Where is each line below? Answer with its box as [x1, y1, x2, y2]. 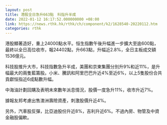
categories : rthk [5, 26, 41, 31]
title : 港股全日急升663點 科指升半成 [5, 12, 76, 17]
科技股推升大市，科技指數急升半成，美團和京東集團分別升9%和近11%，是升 [5, 64, 160, 70]
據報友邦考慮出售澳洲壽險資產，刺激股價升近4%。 [5, 97, 109, 103]
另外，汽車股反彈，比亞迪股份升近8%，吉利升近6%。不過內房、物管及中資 [5, 108, 159, 114]
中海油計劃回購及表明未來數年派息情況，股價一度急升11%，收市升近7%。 [5, 87, 156, 93]
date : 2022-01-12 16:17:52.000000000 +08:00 [5, 17, 99, 22]
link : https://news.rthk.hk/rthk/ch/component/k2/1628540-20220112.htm [5, 21, 157, 27]
